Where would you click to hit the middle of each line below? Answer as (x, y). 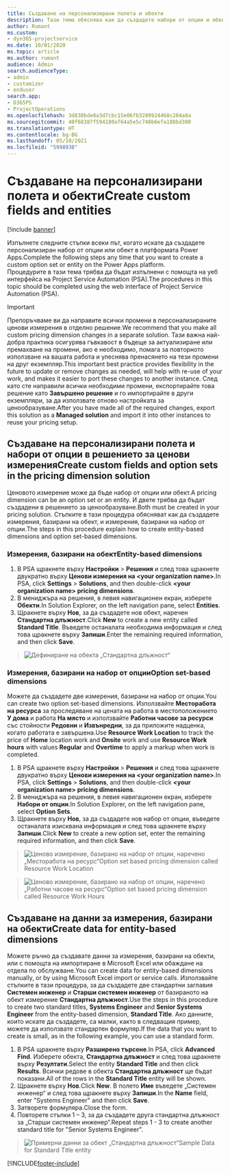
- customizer (26, 84)
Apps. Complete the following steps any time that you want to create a (105, 257)
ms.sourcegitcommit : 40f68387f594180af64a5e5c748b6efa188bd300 (99, 122)
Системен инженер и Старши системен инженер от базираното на (108, 992)
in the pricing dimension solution (79, 476)
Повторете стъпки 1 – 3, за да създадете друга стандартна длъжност (118, 1115)
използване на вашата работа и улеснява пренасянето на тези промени (113, 357)
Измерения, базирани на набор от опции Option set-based (109, 673)
